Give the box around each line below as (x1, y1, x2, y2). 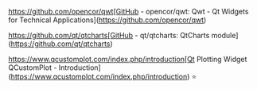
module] (211, 31, 239, 40)
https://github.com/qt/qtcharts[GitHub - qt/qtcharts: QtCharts (8, 31, 210, 40)
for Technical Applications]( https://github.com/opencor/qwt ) (8, 15, 207, 25)
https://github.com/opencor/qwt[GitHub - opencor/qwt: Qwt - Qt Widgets (8, 7, 249, 16)
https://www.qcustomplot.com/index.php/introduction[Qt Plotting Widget (8, 55, 247, 64)
